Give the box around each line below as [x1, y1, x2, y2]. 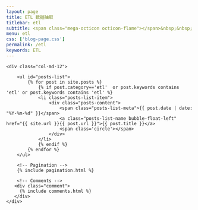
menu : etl [6, 31, 31, 37]
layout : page [6, 8, 39, 15]
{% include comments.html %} [19, 188, 92, 194]
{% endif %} [37, 141, 68, 147]
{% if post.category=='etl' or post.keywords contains [37, 84, 180, 90]
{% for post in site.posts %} [27, 79, 102, 85]
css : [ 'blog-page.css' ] [6, 36, 65, 42]
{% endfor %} [27, 147, 60, 152]
